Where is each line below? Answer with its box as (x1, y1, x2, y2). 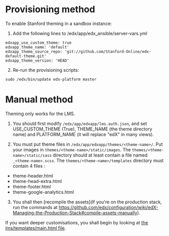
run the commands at (12, 204, 58, 210)
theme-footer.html (12, 183, 51, 190)
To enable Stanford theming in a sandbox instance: (5, 20, 112, 27)
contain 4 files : (12, 163, 46, 169)
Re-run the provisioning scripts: (12, 67, 79, 73)
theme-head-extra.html (12, 178, 62, 184)
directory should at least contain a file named (52, 152, 148, 158)
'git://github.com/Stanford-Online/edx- (64, 49, 152, 54)
